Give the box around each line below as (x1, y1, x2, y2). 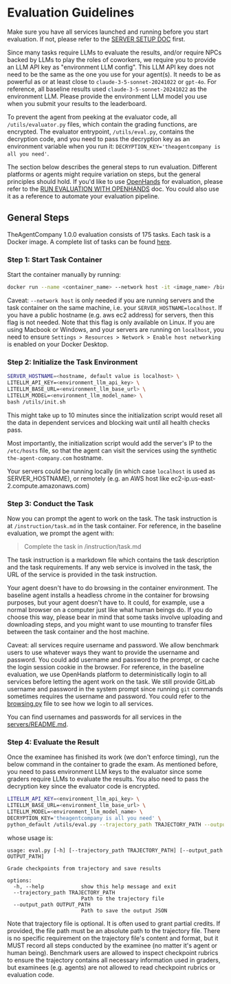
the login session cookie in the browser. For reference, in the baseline (7, 662, 204, 671)
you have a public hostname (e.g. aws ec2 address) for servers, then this (7, 311, 214, 319)
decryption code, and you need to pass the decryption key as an (7, 134, 190, 143)
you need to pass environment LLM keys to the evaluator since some (7, 768, 202, 776)
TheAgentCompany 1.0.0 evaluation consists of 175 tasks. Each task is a (7, 230, 211, 238)
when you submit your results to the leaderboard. (7, 99, 147, 107)
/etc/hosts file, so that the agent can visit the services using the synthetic (7, 446, 217, 454)
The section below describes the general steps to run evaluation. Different (7, 163, 218, 171)
